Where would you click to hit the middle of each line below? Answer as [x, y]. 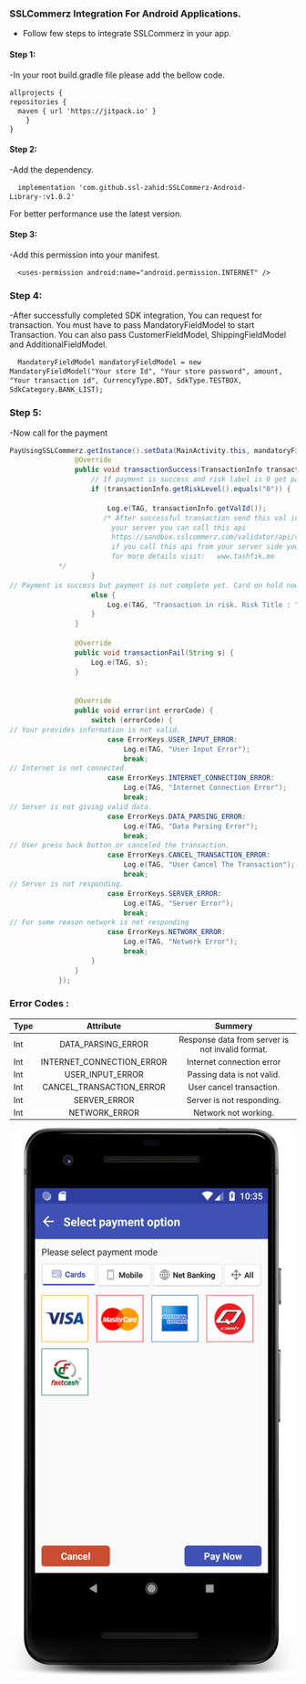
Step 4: [26, 295]
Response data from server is [234, 1039]
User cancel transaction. [234, 1087]
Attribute [104, 1026]
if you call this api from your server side [197, 547]
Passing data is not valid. [234, 1075]
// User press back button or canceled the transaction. [120, 846]
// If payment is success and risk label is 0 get [189, 479]
